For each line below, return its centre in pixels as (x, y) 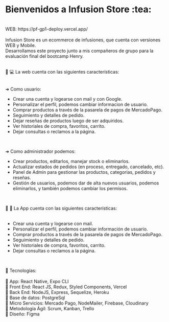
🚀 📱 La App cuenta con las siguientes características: (61, 208)
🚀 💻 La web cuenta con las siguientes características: (62, 72)
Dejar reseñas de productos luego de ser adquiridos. (68, 121)
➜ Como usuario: (23, 89)
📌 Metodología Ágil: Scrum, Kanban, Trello (50, 308)
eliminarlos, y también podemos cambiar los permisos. (70, 188)
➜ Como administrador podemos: (40, 151)
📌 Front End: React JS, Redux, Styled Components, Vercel (66, 287)
